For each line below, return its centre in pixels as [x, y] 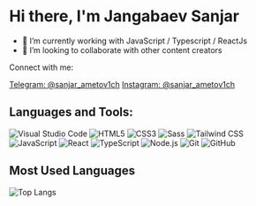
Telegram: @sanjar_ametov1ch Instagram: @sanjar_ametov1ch [122, 84]
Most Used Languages [72, 171]
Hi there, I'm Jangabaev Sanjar [124, 16]
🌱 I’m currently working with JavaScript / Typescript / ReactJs [135, 41]
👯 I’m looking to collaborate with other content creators [122, 50]
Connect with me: [41, 67]
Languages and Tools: [72, 112]
